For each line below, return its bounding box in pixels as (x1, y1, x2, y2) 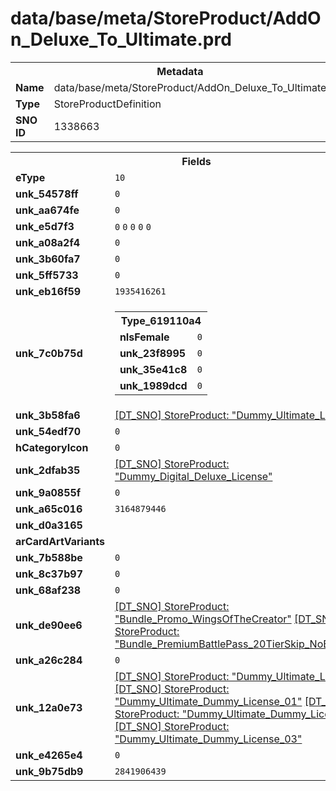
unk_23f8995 (119, 346, 187, 360)
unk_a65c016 (15, 502, 83, 516)
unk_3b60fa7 (15, 252, 81, 266)
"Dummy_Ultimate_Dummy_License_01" (114, 694, 303, 708)
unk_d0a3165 (15, 518, 83, 532)
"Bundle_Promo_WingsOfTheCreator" (114, 612, 292, 626)
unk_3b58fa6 (15, 408, 81, 422)
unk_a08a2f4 (15, 235, 81, 249)
